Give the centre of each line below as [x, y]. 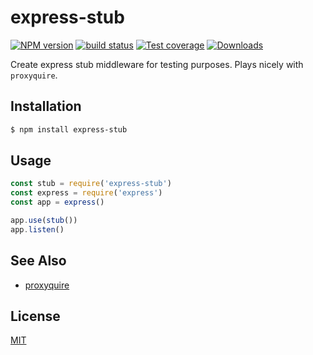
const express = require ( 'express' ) [86, 193]
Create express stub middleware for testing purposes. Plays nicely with [157, 64]
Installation [46, 106]
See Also [38, 261]
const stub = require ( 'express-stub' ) [91, 184]
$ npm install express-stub [69, 129]
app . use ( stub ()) [44, 221]
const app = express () [57, 202]
